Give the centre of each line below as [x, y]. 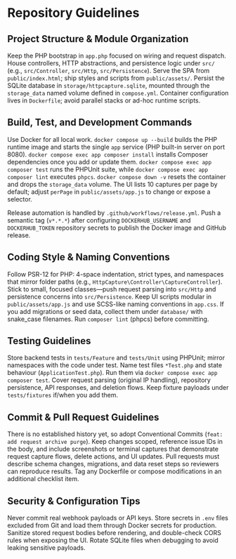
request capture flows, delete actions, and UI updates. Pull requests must [113, 456]
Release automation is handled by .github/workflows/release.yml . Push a [114, 213]
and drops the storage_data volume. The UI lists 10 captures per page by [112, 184]
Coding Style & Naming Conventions [88, 257]
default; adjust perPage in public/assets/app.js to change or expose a [109, 192]
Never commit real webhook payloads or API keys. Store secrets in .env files [118, 518]
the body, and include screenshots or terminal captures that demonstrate [113, 449]
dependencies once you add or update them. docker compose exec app [110, 162]
